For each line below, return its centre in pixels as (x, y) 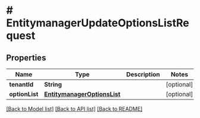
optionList (24, 94)
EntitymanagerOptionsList (82, 94)
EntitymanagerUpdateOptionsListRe (98, 23)
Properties (26, 58)
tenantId (21, 84)
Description (143, 74)
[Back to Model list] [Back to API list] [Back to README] (74, 109)
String (53, 84)
